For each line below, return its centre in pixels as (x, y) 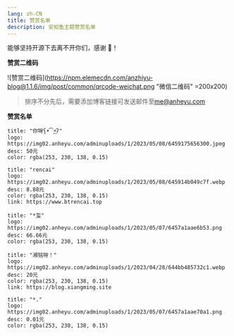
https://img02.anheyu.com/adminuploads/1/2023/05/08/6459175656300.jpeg (116, 144)
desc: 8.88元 (26, 190)
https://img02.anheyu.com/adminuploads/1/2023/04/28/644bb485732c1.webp (116, 268)
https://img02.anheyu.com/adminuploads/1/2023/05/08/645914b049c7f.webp (116, 182)
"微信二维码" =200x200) (192, 87)
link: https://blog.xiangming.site (60, 287)
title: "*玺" (26, 216)
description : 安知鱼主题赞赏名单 (52, 27)
